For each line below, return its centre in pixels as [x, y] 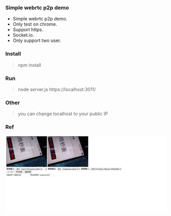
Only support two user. [37, 40]
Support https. [28, 30]
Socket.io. [23, 35]
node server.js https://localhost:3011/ [57, 89]
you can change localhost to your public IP [63, 114]
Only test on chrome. [35, 24]
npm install [29, 65]
